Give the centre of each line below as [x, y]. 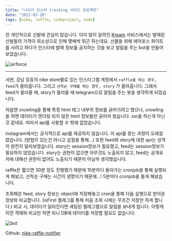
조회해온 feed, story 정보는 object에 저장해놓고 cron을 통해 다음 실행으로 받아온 [85, 194]
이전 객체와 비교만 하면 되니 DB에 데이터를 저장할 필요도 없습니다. [70, 213]
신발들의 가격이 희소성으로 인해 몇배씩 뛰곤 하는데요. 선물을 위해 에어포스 [78, 41]
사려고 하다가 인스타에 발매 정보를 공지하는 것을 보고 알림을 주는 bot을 [80, 48]
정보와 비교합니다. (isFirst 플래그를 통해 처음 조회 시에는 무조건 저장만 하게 [79, 200]
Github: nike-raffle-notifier [33, 233]
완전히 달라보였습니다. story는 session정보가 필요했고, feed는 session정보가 [87, 146]
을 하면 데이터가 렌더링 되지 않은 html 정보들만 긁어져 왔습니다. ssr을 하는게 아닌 [85, 116]
